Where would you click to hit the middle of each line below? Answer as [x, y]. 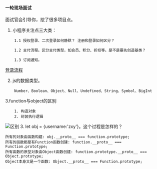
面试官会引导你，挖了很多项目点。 [40, 19]
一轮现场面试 [18, 7]
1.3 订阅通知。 [28, 60]
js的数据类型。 [27, 80]
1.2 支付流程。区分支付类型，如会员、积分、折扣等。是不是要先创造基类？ [80, 50]
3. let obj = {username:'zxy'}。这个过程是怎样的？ [71, 126]
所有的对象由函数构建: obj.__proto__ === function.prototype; [67, 137]
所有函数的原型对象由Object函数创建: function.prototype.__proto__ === [76, 152]
